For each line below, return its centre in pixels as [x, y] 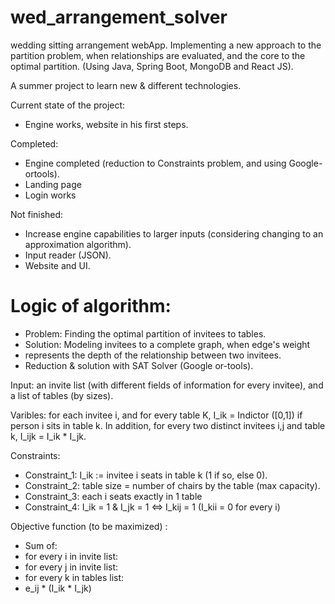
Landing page [53, 184]
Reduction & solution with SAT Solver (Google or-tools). [139, 365]
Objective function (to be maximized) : [89, 526]
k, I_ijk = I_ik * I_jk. [48, 436]
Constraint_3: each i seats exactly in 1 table [113, 496]
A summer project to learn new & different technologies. [126, 85]
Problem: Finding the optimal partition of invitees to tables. [145, 333]
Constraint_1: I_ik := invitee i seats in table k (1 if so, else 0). [146, 475]
